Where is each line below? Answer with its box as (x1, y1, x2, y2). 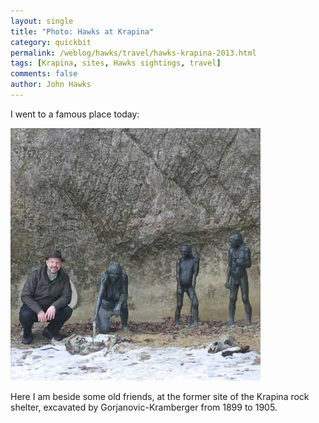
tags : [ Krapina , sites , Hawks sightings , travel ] (10, 58, 222, 69)
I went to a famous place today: (10, 108, 140, 120)
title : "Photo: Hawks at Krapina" (10, 26, 155, 37)
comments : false (10, 69, 78, 79)
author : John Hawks (10, 80, 92, 90)
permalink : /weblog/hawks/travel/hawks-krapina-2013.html (10, 48, 257, 58)
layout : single (10, 16, 74, 26)
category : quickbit (10, 37, 92, 47)
